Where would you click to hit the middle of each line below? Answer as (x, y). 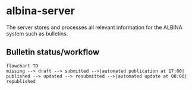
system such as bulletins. (37, 33)
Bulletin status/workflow (53, 52)
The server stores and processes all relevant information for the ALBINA (94, 27)
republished (21, 81)
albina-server (41, 11)
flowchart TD (22, 66)
